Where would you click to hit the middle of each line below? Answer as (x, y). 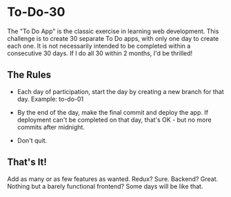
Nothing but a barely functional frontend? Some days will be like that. (105, 186)
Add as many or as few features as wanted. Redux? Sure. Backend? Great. (113, 179)
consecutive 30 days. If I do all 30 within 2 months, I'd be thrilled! (100, 53)
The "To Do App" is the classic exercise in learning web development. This (113, 31)
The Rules (29, 75)
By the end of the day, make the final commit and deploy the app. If (113, 112)
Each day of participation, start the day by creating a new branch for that (120, 91)
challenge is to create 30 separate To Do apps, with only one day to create (113, 38)
